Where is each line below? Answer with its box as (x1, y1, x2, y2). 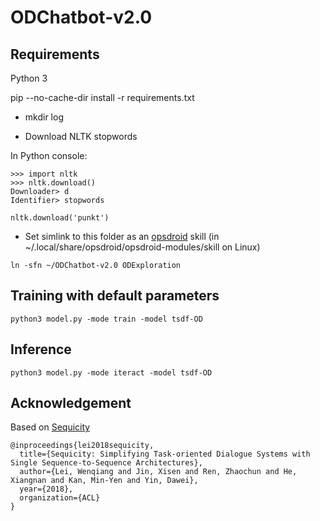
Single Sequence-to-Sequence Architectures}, (10, 458, 203, 468)
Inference (10, 341, 72, 358)
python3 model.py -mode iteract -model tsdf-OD (10, 367, 213, 378)
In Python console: (10, 150, 88, 161)
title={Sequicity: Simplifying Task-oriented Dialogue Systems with (19, 449, 311, 460)
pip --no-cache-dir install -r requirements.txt (10, 92, 195, 103)
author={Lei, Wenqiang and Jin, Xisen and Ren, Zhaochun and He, (19, 467, 298, 477)
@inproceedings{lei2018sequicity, (10, 441, 155, 451)
